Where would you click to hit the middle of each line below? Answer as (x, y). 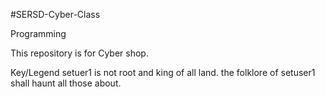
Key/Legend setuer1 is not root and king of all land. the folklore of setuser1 (163, 72)
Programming (38, 33)
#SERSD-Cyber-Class (55, 14)
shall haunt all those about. (66, 83)
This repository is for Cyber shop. (79, 53)
